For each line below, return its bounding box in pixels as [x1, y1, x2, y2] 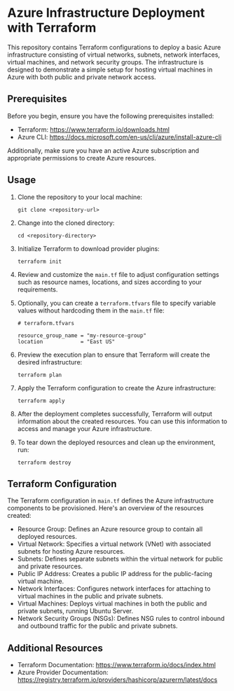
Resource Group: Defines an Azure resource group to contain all [17, 525, 203, 533]
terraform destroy [17, 459, 71, 466]
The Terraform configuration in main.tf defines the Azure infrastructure [7, 496, 214, 505]
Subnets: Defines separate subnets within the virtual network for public [17, 555, 223, 563]
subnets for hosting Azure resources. [17, 547, 125, 556]
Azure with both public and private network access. [7, 72, 156, 81]
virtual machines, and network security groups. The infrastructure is [7, 57, 205, 66]
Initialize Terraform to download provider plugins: [17, 244, 160, 253]
